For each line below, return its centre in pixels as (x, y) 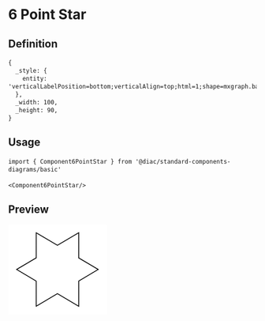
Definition (33, 44)
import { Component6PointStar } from (70, 161)
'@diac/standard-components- (183, 161)
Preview (29, 210)
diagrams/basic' (35, 169)
